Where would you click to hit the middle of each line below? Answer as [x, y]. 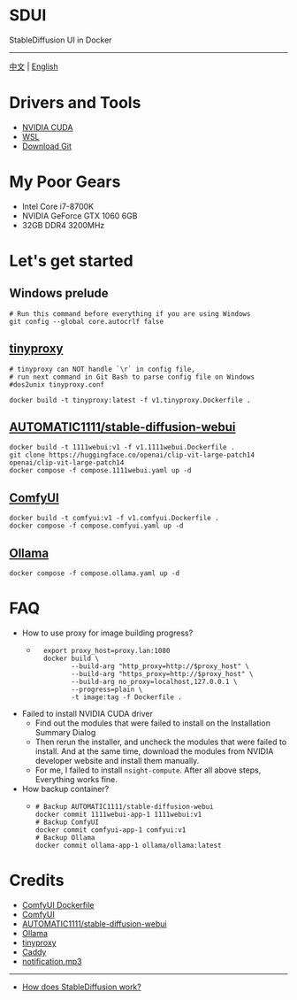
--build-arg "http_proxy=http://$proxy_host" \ [160, 666]
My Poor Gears [65, 182]
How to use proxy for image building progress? [107, 633]
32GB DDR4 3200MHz [63, 225]
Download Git [47, 146]
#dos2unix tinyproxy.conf [57, 385]
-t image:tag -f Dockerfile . [127, 697]
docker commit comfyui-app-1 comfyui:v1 [110, 830]
